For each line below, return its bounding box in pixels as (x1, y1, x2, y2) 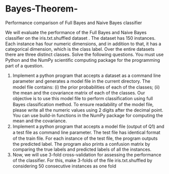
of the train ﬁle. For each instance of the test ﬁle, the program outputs (12, 135, 158, 141)
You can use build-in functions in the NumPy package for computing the (12, 112, 163, 118)
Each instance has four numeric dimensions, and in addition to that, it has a (5, 41, 161, 47)
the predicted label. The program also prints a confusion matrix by (12, 141, 150, 147)
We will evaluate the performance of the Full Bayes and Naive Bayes (5, 29, 147, 35)
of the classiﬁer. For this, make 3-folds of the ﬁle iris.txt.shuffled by (12, 157, 152, 163)
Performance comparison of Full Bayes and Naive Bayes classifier (5, 20, 142, 26)
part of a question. (5, 62, 44, 68)
